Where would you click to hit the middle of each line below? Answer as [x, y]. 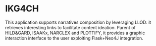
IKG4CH [22, 9]
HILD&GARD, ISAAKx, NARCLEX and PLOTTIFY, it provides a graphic [75, 33]
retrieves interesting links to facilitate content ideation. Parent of [71, 27]
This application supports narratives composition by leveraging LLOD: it [78, 22]
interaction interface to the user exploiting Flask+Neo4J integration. [74, 38]
